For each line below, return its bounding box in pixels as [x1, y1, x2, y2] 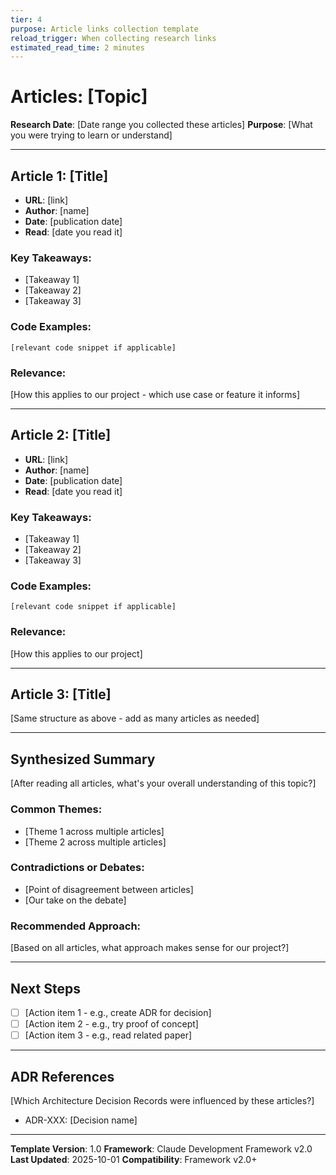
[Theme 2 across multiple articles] [24, 836, 167, 848]
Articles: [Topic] [10, 86, 148, 108]
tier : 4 [10, 14, 43, 25]
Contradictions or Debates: [10, 861, 145, 875]
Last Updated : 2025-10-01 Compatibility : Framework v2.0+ [10, 1153, 258, 1165]
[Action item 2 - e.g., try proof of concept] [24, 1017, 199, 1030]
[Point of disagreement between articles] [24, 883, 194, 895]
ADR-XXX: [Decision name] [24, 1114, 138, 1126]
